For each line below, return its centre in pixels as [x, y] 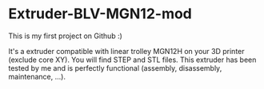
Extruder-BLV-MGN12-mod [100, 14]
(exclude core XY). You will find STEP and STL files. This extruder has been [132, 60]
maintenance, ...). [37, 76]
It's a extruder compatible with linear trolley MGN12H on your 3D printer [127, 51]
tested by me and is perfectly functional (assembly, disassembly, [115, 68]
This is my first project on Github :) [65, 36]
